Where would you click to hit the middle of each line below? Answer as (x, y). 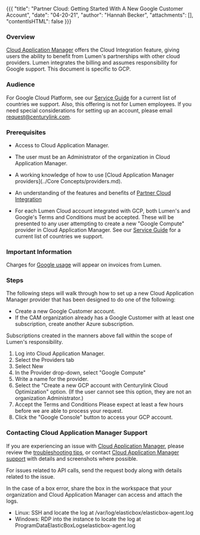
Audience (21, 84)
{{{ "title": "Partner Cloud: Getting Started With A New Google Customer (95, 9)
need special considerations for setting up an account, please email (90, 110)
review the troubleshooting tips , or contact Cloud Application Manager (93, 452)
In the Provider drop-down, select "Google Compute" (80, 373)
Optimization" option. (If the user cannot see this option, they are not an (103, 392)
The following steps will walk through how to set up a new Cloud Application (100, 294)
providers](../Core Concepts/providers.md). (68, 181)
